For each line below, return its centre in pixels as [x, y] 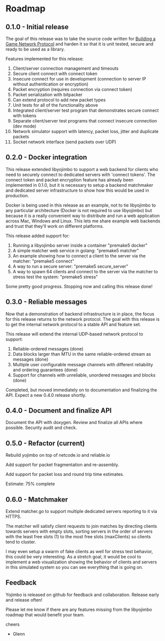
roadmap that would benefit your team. [45, 615]
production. [17, 195]
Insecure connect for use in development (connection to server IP [80, 79]
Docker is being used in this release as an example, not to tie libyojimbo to [81, 205]
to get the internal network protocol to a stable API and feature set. [73, 324]
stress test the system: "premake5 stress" [55, 277]
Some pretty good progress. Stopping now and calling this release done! [79, 286]
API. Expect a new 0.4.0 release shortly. [46, 395]
